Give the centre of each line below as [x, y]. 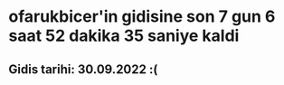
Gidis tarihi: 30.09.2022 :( [83, 69]
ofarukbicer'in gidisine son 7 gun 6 [142, 17]
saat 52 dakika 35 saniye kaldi [124, 36]
